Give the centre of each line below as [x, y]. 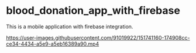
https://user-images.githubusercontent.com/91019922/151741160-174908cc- [98, 37]
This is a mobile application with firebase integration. [70, 26]
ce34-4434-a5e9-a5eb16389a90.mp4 [53, 44]
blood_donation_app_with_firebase [93, 11]
